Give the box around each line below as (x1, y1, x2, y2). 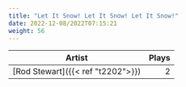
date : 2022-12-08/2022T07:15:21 (8, 19, 117, 27)
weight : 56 (8, 27, 45, 35)
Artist (65, 52, 88, 64)
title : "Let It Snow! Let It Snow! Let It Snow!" (8, 11, 180, 20)
